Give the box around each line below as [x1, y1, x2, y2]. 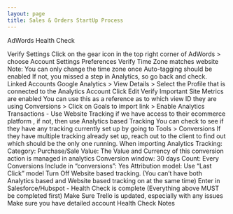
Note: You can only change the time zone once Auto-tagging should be [7, 65, 213, 73]
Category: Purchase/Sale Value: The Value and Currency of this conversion [7, 147, 224, 155]
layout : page [7, 10, 45, 18]
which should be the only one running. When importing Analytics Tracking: [7, 139, 223, 147]
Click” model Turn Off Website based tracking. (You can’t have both [7, 169, 203, 178]
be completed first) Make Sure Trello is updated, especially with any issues [7, 191, 224, 200]
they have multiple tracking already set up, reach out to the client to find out [7, 131, 226, 140]
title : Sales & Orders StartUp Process [7, 17, 124, 24]
